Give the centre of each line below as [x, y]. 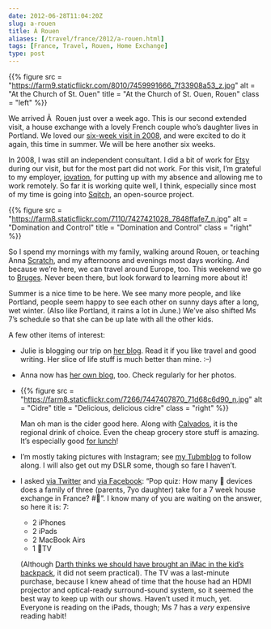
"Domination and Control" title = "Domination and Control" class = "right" [130, 227]
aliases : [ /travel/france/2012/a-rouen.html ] [86, 39]
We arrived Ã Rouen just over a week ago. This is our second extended [127, 118]
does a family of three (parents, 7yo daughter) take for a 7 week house [138, 489]
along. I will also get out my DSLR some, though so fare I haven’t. [128, 465]
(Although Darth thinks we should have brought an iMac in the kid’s [132, 564]
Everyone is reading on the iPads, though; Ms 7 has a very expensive [135, 607]
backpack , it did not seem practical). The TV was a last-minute [125, 573]
